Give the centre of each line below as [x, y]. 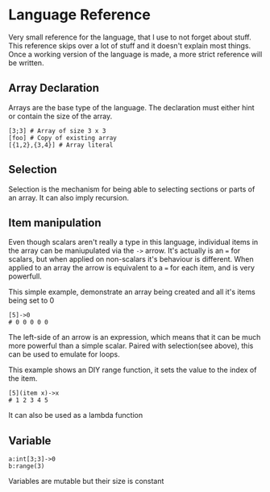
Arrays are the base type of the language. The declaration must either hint [131, 107]
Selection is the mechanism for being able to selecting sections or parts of [132, 189]
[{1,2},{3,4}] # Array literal [61, 145]
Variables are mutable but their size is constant [86, 482]
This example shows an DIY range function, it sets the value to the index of [133, 370]
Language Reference [79, 15]
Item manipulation [55, 223]
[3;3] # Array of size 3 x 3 [57, 130]
